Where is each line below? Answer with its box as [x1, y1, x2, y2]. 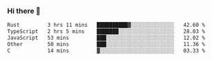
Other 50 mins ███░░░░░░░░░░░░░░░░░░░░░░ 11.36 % [7, 40, 206, 47]
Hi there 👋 [7, 6, 41, 16]
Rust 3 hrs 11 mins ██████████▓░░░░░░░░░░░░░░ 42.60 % [7, 22, 206, 29]
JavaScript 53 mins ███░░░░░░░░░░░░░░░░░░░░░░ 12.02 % [7, 34, 206, 42]
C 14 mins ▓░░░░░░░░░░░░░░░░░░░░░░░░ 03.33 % [7, 47, 206, 54]
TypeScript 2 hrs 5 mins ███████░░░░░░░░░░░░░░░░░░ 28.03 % [7, 28, 206, 35]
